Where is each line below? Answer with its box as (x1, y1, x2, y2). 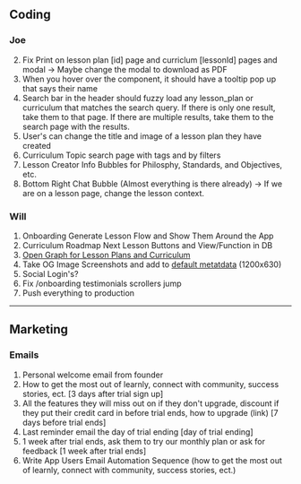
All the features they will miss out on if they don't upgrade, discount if (21, 398, 279, 409)
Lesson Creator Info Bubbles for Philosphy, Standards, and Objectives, (21, 159, 283, 169)
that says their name (21, 82, 99, 93)
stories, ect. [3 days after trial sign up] (21, 388, 164, 399)
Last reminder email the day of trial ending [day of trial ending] (21, 426, 254, 437)
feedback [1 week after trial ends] (21, 445, 146, 456)
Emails (9, 349, 39, 361)
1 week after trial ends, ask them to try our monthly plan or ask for (21, 436, 266, 446)
